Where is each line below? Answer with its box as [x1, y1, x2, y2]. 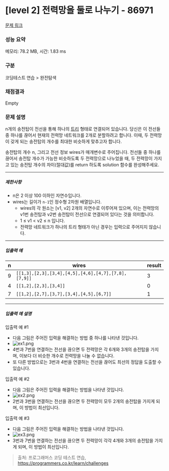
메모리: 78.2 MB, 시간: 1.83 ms [5, 48, 66, 54]
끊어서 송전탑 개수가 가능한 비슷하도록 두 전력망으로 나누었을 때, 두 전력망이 [5, 155, 153, 161]
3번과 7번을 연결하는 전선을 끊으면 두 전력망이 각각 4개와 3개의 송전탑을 [12, 438, 153, 444]
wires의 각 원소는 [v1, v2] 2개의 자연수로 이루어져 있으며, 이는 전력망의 [20, 205, 159, 211]
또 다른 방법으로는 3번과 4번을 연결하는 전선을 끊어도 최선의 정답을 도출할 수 [12, 359, 162, 365]
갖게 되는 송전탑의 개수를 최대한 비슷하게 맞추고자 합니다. [10, 139, 122, 145]
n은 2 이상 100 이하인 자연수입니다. [12, 193, 82, 199]
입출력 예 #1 [5, 324, 29, 330]
